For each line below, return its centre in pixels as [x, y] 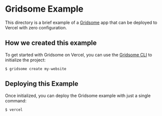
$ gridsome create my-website [36, 69]
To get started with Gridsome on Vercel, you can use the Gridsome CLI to [79, 55]
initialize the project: [25, 60]
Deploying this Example [42, 84]
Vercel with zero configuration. [36, 27]
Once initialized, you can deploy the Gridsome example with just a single [78, 96]
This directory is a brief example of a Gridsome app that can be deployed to [81, 22]
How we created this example [51, 43]
